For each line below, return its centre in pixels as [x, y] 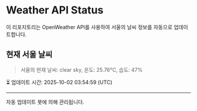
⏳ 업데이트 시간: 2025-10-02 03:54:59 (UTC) [59, 82]
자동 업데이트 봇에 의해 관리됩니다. [45, 102]
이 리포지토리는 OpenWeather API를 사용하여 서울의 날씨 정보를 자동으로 [89, 27]
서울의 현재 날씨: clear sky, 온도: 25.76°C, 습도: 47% [81, 70]
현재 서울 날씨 [29, 55]
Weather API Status [55, 10]
